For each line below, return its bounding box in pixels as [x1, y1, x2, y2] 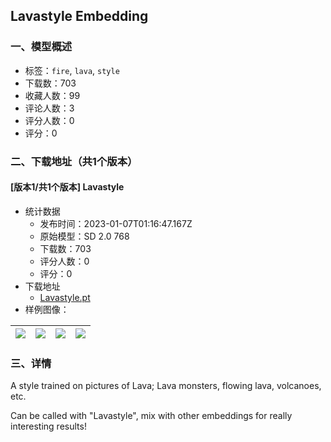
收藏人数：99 [24, 89, 81, 101]
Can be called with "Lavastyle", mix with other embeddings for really [10, 410, 293, 422]
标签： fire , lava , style [24, 64, 120, 76]
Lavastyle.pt [39, 291, 91, 303]
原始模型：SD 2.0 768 [39, 230, 130, 242]
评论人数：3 [24, 102, 75, 114]
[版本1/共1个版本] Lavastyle [10, 181, 125, 193]
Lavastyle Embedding [10, 8, 149, 25]
